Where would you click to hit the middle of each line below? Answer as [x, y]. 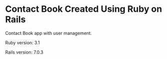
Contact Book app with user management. [49, 33]
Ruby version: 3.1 [22, 42]
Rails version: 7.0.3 [24, 52]
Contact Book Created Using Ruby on [84, 9]
